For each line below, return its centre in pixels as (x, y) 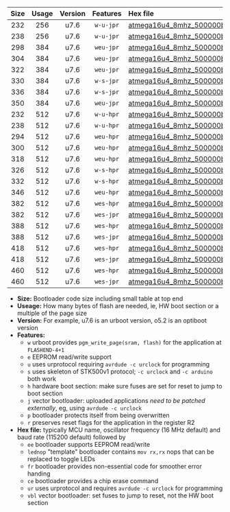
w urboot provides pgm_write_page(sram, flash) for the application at (124, 342)
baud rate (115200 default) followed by (71, 437)
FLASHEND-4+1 (46, 350)
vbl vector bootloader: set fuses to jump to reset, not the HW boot (120, 496)
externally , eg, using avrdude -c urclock (85, 408)
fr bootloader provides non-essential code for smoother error (114, 466)
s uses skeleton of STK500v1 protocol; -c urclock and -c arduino (120, 371)
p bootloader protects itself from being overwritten (98, 415)
